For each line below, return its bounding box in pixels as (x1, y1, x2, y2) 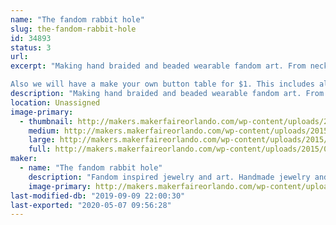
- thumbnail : (19, 116, 74, 126)
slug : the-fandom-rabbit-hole (10, 24, 137, 34)
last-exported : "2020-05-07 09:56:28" (10, 200, 172, 210)
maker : (10, 154, 38, 164)
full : (28, 144, 52, 155)
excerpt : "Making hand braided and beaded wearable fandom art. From (10, 61, 307, 71)
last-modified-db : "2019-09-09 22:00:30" (10, 191, 186, 201)
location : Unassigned (10, 97, 101, 108)
